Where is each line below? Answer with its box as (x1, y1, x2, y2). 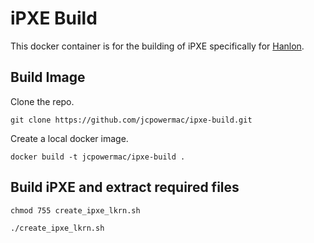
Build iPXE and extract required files (10, 179, 240, 196)
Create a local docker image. (10, 132, 129, 144)
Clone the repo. (10, 95, 75, 107)
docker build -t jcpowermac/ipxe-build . (10, 152, 186, 162)
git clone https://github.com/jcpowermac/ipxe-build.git (10, 115, 253, 125)
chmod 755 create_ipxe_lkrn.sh (10, 205, 141, 216)
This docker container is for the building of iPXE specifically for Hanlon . (10, 40, 305, 52)
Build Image (10, 69, 86, 86)
